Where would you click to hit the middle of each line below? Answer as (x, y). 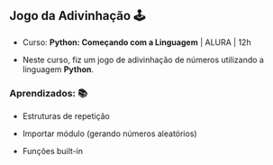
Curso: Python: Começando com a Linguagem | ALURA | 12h (136, 42)
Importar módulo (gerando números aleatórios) (109, 133)
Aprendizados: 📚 (49, 93)
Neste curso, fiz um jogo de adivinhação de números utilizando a (143, 60)
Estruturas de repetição (66, 116)
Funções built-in (53, 151)
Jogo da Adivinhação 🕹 (77, 16)
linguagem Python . (58, 69)
